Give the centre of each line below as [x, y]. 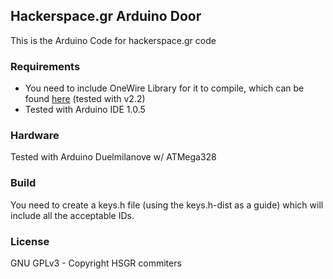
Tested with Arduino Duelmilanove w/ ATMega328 [113, 157]
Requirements [45, 66]
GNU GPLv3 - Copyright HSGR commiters [96, 263]
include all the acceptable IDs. [72, 215]
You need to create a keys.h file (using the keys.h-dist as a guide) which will [167, 205]
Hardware [35, 136]
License [30, 241]
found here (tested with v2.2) [85, 99]
